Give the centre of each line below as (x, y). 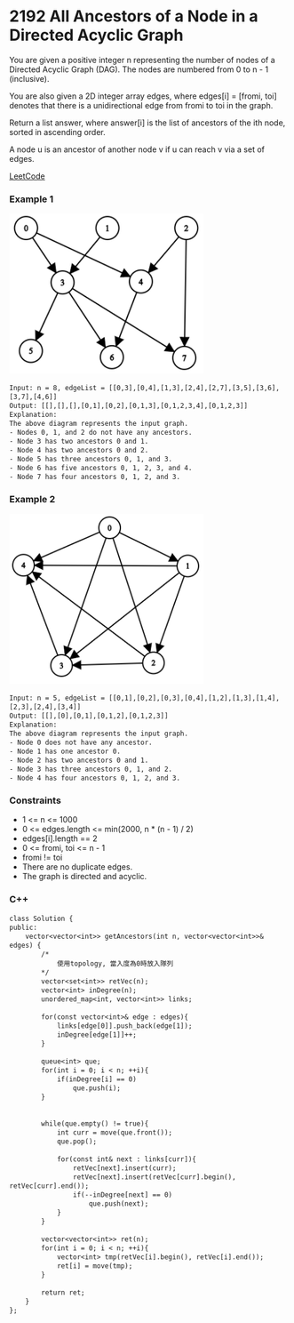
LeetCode (28, 176)
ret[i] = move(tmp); (95, 1266)
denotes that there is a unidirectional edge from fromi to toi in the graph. (141, 105)
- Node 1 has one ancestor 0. (65, 751)
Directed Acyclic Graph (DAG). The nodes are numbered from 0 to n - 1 (139, 69)
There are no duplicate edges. (77, 866)
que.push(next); (119, 1204)
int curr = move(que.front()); (115, 1133)
